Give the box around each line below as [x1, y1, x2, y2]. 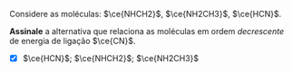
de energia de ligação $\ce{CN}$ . [9, 36, 136, 46]
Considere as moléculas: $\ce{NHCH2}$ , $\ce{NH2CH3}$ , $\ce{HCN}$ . [9, 9, 282, 19]
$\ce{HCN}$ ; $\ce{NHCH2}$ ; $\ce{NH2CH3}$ [22, 53, 200, 63]
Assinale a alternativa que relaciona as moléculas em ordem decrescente [9, 26, 284, 36]
